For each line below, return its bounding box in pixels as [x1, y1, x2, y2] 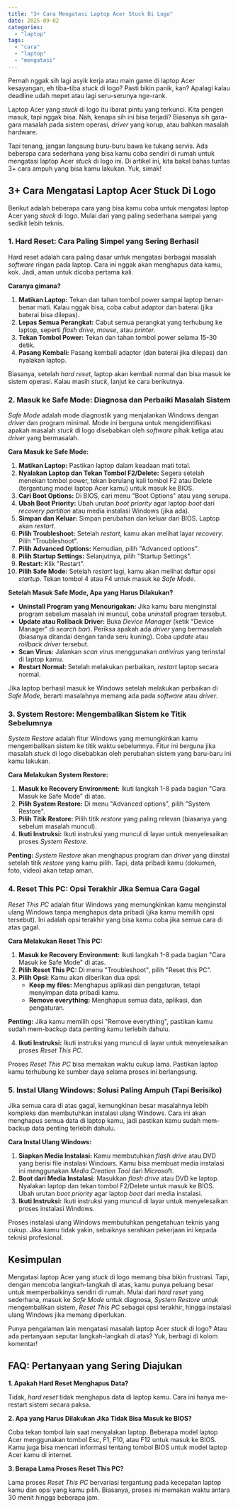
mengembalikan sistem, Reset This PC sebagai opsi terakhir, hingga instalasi [8, 1303, 232, 1311]
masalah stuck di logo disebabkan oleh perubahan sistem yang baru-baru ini [8, 750, 232, 758]
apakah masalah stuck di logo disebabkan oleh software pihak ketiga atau [8, 426, 224, 434]
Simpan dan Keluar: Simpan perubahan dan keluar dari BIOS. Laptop [18, 514, 220, 523]
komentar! [8, 1339, 38, 1348]
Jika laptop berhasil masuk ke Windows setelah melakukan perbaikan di [8, 684, 218, 693]
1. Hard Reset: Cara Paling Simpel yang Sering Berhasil [8, 236, 199, 246]
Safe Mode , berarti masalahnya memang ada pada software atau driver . [8, 691, 218, 700]
